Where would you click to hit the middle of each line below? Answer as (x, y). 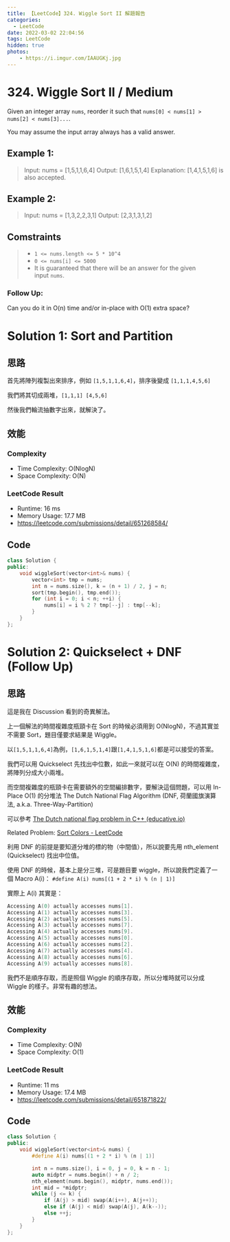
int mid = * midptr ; (60, 1188)
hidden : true (26, 45)
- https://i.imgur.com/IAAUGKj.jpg (70, 58)
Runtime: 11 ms (38, 1085)
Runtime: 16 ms (38, 508)
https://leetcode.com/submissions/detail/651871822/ (92, 1099)
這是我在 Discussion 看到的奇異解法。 (60, 711)
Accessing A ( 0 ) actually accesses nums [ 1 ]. (70, 906)
